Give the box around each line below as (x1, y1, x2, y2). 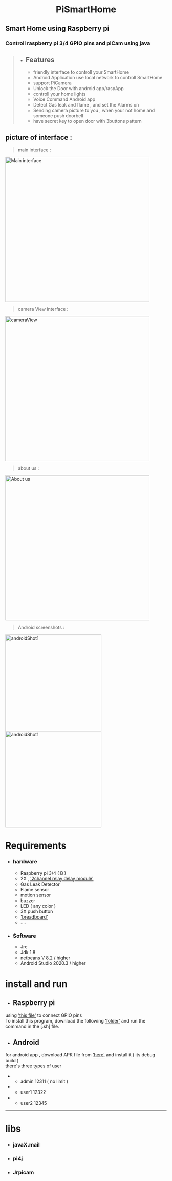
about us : (17, 465, 39, 471)
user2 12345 (20, 1100, 47, 1106)
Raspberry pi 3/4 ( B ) (20, 870, 67, 876)
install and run (5, 978, 68, 990)
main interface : (17, 147, 51, 153)
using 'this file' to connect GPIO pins (5, 1012, 82, 1018)
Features (25, 55, 55, 64)
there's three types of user (5, 1063, 62, 1069)
